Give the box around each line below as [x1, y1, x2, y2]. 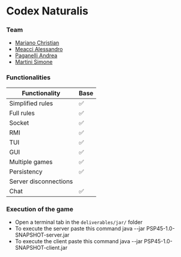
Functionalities [6, 73, 51, 82]
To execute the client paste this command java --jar [14, 238, 143, 245]
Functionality [22, 89, 61, 97]
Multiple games [9, 157, 53, 166]
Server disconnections [9, 177, 73, 186]
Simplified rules [9, 99, 54, 107]
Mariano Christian [14, 39, 60, 46]
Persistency [9, 167, 43, 175]
